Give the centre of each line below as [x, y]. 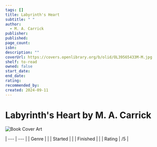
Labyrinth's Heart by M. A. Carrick [78, 115]
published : [17, 39]
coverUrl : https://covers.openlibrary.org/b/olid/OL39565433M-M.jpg [79, 57]
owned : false [19, 66]
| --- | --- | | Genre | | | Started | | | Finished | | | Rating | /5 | [67, 139]
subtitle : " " [20, 19]
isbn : [11, 48]
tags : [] [14, 10]
